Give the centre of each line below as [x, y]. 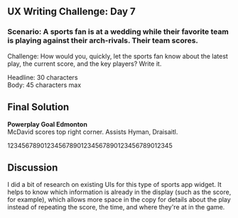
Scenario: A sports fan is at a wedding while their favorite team [118, 32]
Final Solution [38, 107]
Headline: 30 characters [43, 77]
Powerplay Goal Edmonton [47, 124]
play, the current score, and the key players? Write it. [85, 64]
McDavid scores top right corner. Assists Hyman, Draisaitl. [93, 132]
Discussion [33, 167]
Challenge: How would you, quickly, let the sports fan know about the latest [118, 56]
